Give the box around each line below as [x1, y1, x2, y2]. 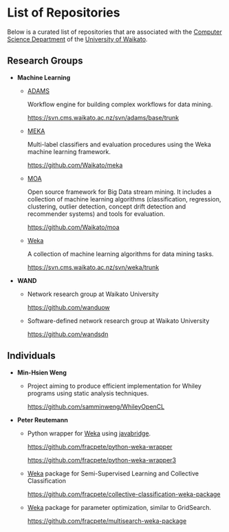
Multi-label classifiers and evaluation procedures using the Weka [27, 140, 212, 148]
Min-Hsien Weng [17, 368, 67, 377]
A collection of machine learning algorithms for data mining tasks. [27, 250, 215, 258]
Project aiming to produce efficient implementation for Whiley [27, 382, 201, 390]
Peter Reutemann [17, 415, 69, 424]
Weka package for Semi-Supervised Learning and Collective [27, 469, 199, 477]
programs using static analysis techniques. [27, 388, 149, 397]
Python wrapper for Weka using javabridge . [27, 429, 151, 437]
